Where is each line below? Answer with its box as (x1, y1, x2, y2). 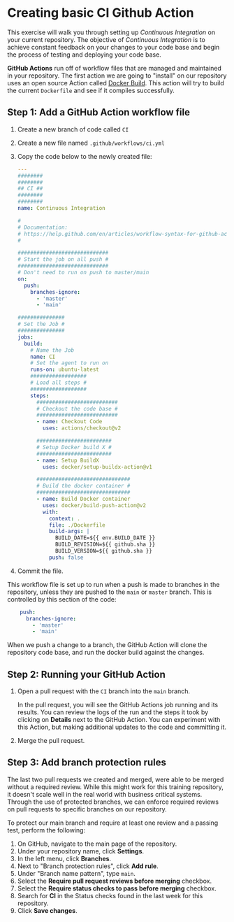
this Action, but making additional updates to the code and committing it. (17, 723, 227, 732)
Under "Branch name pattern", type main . (17, 869, 136, 877)
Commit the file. (17, 567, 64, 575)
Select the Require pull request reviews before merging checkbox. (17, 877, 212, 885)
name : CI (30, 353, 56, 360)
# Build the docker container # (36, 483, 131, 490)
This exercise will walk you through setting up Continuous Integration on (7, 28, 215, 36)
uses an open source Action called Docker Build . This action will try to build (7, 78, 225, 87)
